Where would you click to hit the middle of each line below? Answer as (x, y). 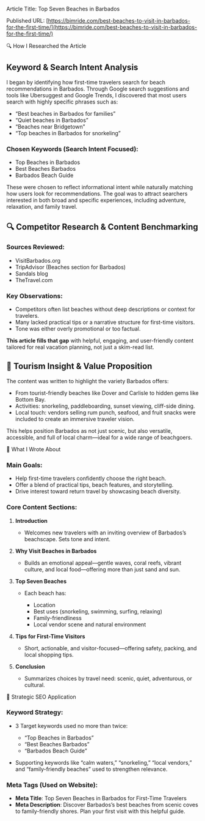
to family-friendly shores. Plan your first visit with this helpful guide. (100, 811)
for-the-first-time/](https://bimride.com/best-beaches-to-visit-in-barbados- (102, 27)
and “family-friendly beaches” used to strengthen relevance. (91, 769)
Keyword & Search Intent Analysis (72, 68)
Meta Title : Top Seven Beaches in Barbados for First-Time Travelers (101, 798)
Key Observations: (34, 296)
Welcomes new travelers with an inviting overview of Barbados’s (105, 533)
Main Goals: (24, 465)
